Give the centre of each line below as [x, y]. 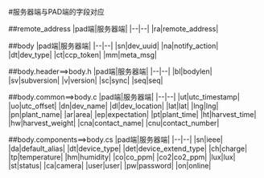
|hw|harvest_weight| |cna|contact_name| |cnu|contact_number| [114, 123]
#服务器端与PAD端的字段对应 [56, 12]
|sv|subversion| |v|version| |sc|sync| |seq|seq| [86, 80]
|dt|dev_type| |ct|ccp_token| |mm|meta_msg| [82, 55]
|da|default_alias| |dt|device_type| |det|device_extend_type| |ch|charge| [128, 148]
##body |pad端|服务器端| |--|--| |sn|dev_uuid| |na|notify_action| [113, 46]
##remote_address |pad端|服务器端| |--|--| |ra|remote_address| [113, 29]
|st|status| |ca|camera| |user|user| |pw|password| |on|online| [110, 166]
